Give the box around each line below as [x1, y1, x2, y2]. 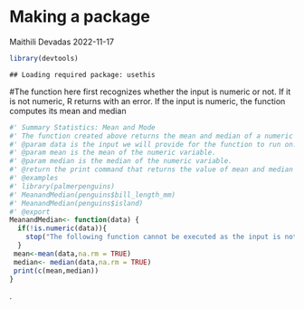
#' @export [9, 207, 51, 217]
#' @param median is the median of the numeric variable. [9, 157, 233, 166]
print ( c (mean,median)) [13, 266, 100, 275]
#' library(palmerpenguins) [9, 181, 116, 191]
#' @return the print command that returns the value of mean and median [9, 165, 294, 174]
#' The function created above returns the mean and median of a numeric [9, 131, 294, 140]
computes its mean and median [9, 105, 127, 116]
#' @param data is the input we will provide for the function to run [9, 140, 281, 149]
